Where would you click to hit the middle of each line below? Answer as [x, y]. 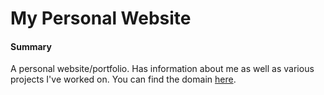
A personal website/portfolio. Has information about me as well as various [162, 69]
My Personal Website [101, 18]
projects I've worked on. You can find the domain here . [123, 79]
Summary [31, 46]
